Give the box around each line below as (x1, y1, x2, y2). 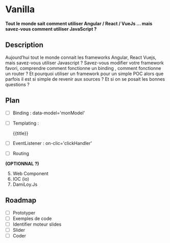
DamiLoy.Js (12, 181, 38, 187)
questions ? (5, 81, 30, 87)
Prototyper (12, 209, 36, 215)
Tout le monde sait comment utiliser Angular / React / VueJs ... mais (5, 20, 153, 27)
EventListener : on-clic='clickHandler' (12, 140, 92, 146)
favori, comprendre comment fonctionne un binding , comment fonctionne (5, 65, 161, 71)
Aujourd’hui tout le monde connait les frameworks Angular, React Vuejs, (5, 54, 157, 60)
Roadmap (5, 196, 37, 205)
